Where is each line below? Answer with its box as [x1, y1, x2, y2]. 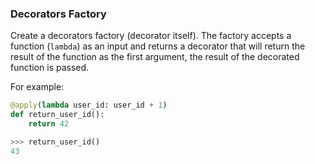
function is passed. [10, 62, 90, 74]
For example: [10, 81, 65, 93]
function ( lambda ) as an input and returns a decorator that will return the [10, 40, 306, 52]
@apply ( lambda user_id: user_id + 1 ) [10, 100, 168, 111]
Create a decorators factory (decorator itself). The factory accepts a [10, 30, 292, 42]
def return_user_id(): [10, 110, 105, 120]
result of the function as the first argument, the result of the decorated [10, 51, 300, 63]
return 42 [28, 119, 70, 129]
